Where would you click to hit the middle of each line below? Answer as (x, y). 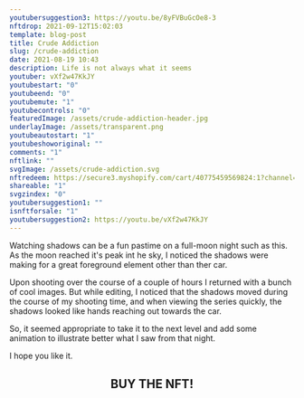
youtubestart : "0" (44, 85)
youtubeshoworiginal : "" (56, 144)
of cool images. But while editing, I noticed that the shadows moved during (149, 291)
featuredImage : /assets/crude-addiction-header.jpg (109, 118)
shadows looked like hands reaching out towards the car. (115, 311)
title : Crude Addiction (54, 43)
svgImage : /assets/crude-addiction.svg (85, 169)
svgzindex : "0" (38, 194)
